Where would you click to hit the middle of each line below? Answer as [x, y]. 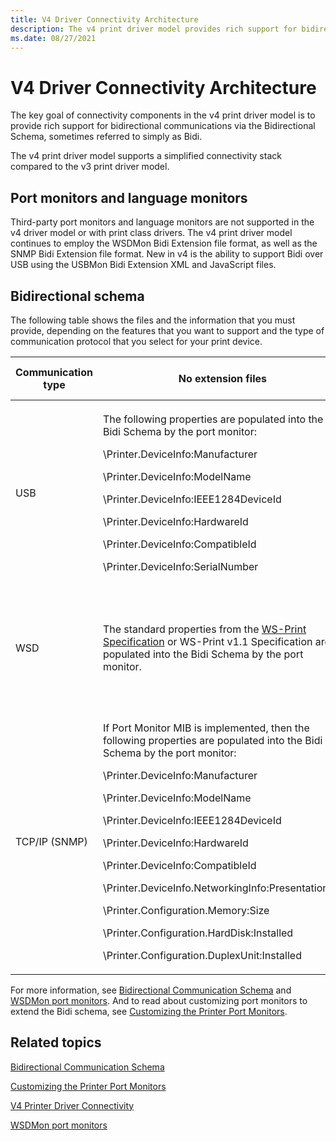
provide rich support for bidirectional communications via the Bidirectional [163, 126]
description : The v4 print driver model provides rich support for [154, 29]
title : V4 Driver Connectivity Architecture [104, 19]
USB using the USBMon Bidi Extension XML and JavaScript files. [143, 265]
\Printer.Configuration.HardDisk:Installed [198, 933]
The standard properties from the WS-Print [204, 629]
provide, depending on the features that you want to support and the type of [167, 330]
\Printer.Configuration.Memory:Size [186, 910]
